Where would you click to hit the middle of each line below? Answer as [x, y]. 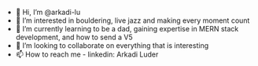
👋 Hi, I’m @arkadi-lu [48, 12]
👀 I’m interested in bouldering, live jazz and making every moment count [133, 20]
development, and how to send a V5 [74, 37]
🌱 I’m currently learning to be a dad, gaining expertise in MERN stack [127, 29]
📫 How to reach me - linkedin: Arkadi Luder [87, 54]
